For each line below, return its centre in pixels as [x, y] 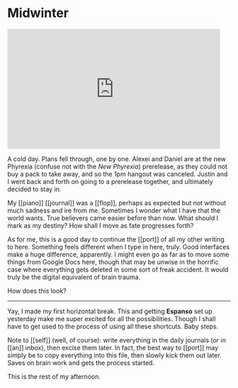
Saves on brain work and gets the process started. [81, 362]
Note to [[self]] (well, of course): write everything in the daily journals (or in [117, 340]
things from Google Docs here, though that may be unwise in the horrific [113, 262]
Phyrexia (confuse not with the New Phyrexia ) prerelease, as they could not [118, 166]
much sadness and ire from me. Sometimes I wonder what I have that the [114, 210]
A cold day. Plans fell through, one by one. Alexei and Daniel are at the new [117, 158]
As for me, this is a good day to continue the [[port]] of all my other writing [116, 239]
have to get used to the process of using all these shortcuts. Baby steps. [113, 326]
